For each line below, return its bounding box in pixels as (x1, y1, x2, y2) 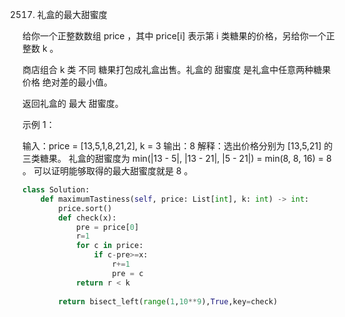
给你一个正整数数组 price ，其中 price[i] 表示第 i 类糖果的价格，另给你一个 (22, 30, 327, 42)
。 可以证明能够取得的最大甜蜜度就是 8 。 (22, 165, 194, 177)
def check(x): (58, 213, 117, 223)
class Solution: (22, 185, 90, 195)
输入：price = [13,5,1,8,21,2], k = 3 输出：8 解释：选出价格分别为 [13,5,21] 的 (22, 140, 334, 152)
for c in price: (75, 241, 144, 251)
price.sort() (58, 203, 113, 213)
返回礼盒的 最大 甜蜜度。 (22, 98, 124, 109)
